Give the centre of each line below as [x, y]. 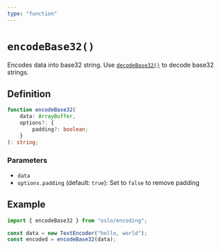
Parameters [27, 160]
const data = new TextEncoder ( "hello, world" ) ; [77, 233]
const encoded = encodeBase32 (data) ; [62, 240]
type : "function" [32, 14]
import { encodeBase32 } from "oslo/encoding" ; [77, 220]
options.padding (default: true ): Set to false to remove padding [108, 182]
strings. [18, 72]
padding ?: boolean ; [60, 129]
